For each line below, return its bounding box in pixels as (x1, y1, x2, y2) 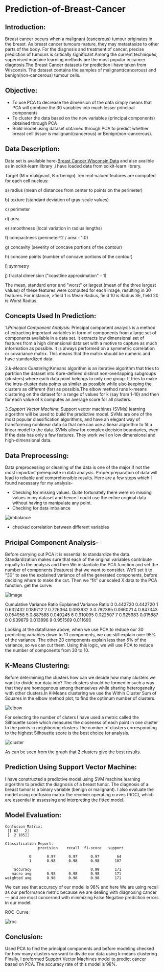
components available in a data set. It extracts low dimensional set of (5, 335, 144, 341)
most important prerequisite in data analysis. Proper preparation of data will (5, 470, 158, 476)
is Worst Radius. (5, 298, 38, 303)
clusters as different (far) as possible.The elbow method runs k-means (5, 386, 147, 392)
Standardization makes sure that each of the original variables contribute (5, 556, 152, 562)
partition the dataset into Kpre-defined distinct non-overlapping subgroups (5, 370, 156, 376)
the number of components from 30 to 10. (5, 648, 90, 653)
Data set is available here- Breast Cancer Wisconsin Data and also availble (5, 158, 154, 163)
